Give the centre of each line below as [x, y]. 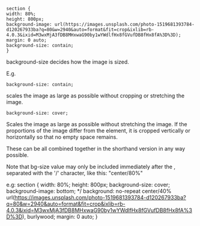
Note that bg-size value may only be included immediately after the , [91, 166]
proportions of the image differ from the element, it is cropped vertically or [98, 130]
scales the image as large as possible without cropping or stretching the [95, 96]
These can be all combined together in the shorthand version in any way [96, 148]
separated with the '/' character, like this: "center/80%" [74, 173]
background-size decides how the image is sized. [68, 62]
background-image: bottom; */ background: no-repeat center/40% [89, 191]
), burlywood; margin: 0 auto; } [60, 217]
